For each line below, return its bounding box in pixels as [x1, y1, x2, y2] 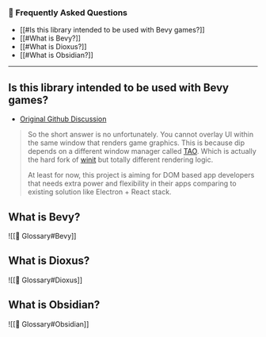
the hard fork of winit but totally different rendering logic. [27, 155, 214, 165]
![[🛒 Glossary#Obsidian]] [8, 319, 89, 328]
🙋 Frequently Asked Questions [8, 7, 128, 18]
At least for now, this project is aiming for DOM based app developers [27, 170, 255, 180]
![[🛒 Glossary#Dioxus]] [8, 275, 83, 285]
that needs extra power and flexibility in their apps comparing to [27, 178, 237, 189]
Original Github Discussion [19, 114, 107, 124]
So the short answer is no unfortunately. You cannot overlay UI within [27, 130, 254, 140]
